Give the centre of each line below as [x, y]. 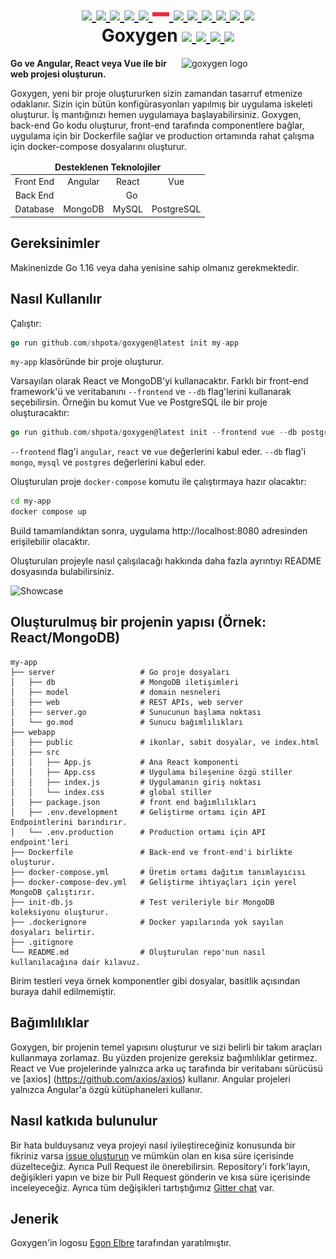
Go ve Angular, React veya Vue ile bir [88, 63]
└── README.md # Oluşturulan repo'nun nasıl [138, 952]
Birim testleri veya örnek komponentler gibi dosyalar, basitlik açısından [155, 980]
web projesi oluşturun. [58, 74]
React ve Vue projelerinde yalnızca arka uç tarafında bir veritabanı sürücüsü [166, 1068]
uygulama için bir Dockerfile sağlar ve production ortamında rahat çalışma [162, 135]
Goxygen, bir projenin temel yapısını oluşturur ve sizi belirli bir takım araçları [166, 1047]
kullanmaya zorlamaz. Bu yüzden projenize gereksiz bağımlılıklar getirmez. [164, 1057]
